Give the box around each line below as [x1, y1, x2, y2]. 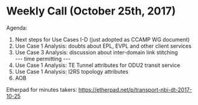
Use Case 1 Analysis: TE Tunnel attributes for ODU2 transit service [14, 62, 180, 69]
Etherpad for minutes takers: [6, 86, 77, 93]
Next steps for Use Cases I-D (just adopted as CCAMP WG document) [14, 36, 190, 43]
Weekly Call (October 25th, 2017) [6, 4, 176, 18]
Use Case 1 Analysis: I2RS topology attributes [14, 68, 129, 75]
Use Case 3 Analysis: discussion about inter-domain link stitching [14, 48, 178, 56]
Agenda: [6, 24, 28, 31]
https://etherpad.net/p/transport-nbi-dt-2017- [78, 86, 192, 93]
